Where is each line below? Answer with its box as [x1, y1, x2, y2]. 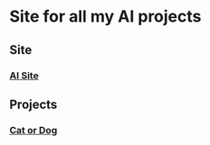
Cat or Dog [9, 123, 58, 136]
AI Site [9, 69, 39, 82]
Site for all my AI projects [9, 6, 202, 27]
